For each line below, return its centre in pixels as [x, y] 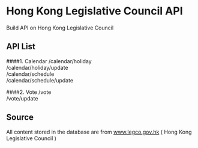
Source [20, 118]
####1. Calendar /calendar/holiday [49, 61]
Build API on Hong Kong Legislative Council [60, 28]
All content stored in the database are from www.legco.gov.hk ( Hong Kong [99, 132]
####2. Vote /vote [29, 92]
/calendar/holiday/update [37, 67]
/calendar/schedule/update [40, 80]
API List [21, 47]
